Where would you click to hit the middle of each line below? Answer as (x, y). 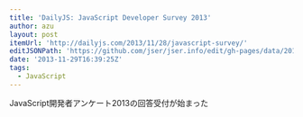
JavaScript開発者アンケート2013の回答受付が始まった (109, 103)
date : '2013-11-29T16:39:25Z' (66, 59)
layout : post (34, 34)
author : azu (32, 26)
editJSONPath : (36, 51)
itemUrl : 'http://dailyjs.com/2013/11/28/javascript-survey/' (129, 43)
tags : (19, 68)
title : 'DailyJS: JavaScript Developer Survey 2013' (110, 18)
